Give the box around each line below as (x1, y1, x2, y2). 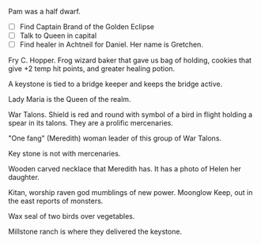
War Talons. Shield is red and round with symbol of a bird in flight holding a (8, 110, 253, 119)
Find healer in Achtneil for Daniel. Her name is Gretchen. (19, 39, 204, 50)
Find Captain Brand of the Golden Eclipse (19, 22, 155, 31)
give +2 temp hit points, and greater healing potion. (8, 64, 176, 73)
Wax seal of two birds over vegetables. (8, 212, 135, 221)
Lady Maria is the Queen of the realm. (8, 95, 131, 104)
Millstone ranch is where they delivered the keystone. (8, 227, 183, 236)
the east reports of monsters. (8, 197, 104, 206)
